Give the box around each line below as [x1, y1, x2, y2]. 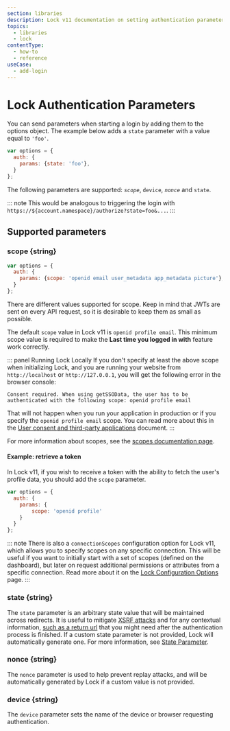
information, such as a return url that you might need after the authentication [7, 623, 223, 631]
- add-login [13, 67, 48, 74]
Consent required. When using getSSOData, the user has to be [7, 391, 188, 398]
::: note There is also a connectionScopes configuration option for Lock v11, [7, 539, 216, 548]
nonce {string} [7, 655, 57, 664]
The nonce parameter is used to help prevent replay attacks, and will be [7, 670, 207, 678]
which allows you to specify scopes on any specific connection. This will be [7, 546, 221, 555]
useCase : [7, 61, 32, 68]
